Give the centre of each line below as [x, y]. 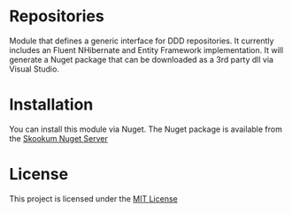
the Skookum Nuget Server [59, 138]
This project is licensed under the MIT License [94, 198]
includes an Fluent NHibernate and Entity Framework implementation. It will [146, 49]
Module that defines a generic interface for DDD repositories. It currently [142, 41]
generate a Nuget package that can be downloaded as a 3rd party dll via [142, 59]
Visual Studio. [35, 69]
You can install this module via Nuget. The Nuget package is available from [146, 129]
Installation [51, 105]
